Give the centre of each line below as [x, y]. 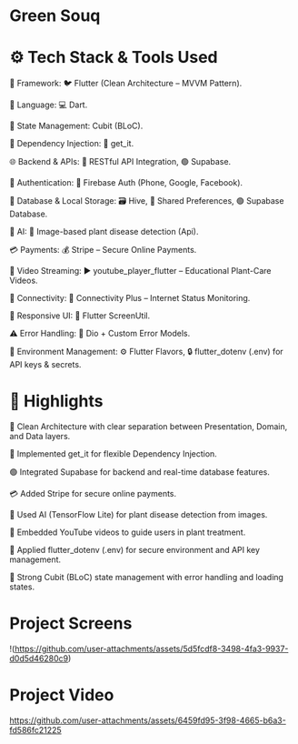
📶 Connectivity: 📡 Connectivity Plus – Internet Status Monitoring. [130, 298]
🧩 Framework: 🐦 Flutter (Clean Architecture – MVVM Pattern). [126, 84]
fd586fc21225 [35, 729]
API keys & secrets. [45, 365]
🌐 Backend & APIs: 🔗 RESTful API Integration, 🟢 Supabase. [120, 162]
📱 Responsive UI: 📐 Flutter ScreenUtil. [80, 316]
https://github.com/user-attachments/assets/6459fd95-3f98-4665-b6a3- [148, 720]
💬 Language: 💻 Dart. [49, 105]
